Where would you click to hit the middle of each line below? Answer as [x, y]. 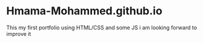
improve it [19, 33]
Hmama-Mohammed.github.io [84, 11]
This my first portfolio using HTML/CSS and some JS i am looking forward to [102, 27]
